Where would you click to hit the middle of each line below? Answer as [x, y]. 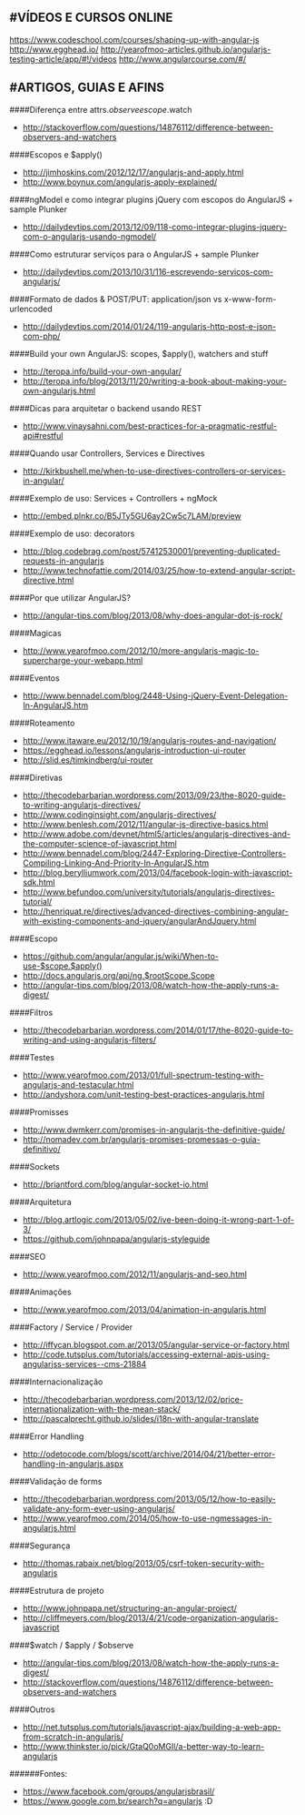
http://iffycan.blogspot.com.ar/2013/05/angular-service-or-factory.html [156, 1344]
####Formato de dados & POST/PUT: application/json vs [116, 299]
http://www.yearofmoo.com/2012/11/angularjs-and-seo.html [135, 1274]
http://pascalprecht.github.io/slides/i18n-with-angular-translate [141, 1418]
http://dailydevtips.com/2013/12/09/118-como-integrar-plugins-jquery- [155, 227]
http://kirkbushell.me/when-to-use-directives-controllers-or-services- [154, 471]
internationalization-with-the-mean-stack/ [102, 1409]
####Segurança [40, 1546]
